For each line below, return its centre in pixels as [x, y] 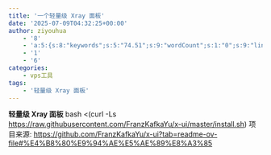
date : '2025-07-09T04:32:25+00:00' [68, 23]
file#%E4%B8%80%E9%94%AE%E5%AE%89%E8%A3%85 [110, 143]
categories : [28, 68]
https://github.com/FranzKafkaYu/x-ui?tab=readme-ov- [125, 134]
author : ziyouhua [38, 31]
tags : [17, 83]
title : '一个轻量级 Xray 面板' [56, 16]
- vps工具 [38, 75]
